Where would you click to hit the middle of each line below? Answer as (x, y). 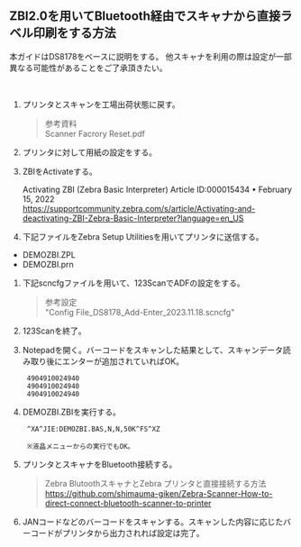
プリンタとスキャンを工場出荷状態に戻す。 (101, 104)
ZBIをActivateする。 (59, 171)
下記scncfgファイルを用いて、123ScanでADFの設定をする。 (133, 283)
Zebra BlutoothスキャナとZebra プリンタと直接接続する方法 (155, 483)
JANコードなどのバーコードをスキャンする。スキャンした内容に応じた (153, 522)
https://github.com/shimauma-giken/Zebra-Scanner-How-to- (159, 493)
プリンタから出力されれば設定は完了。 (133, 533)
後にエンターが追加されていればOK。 (115, 361)
